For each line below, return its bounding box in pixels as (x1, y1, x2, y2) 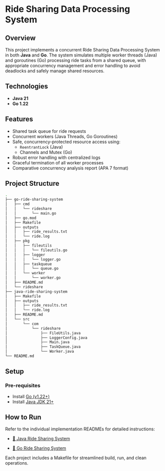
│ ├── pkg (5, 239, 30, 244)
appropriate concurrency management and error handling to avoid (5, 63, 140, 68)
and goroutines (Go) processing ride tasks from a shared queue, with (5, 57, 146, 63)
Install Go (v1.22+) (12, 393, 50, 399)
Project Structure (5, 179, 59, 188)
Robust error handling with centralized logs (12, 155, 101, 160)
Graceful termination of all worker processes (12, 159, 104, 165)
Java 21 (12, 95, 29, 101)
